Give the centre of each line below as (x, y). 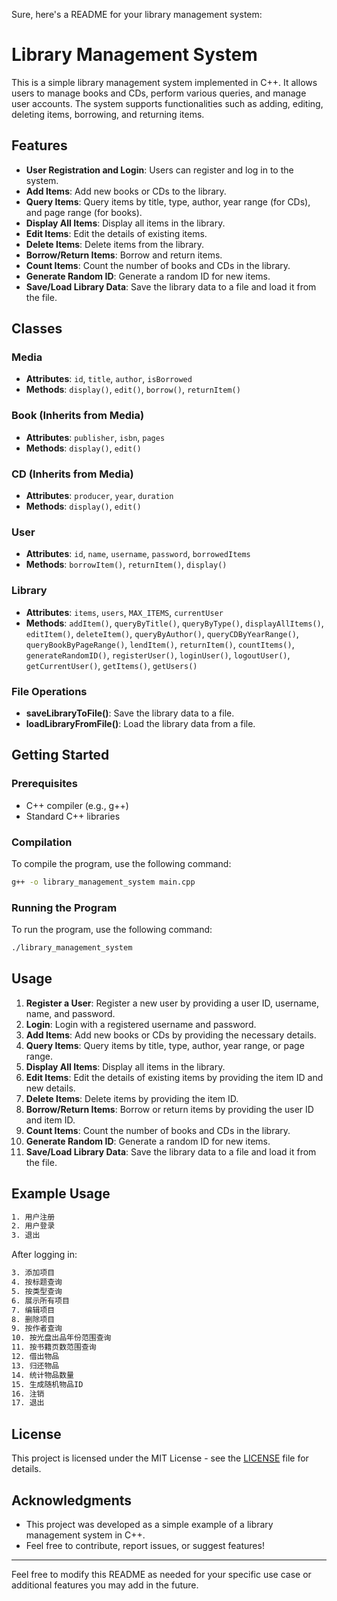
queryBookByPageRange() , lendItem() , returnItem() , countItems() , (160, 644)
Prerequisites (44, 784)
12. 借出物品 (35, 1357)
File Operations (49, 691)
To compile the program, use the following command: (121, 863)
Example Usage (61, 1194)
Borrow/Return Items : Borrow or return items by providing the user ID (169, 1109)
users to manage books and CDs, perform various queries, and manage (159, 93)
